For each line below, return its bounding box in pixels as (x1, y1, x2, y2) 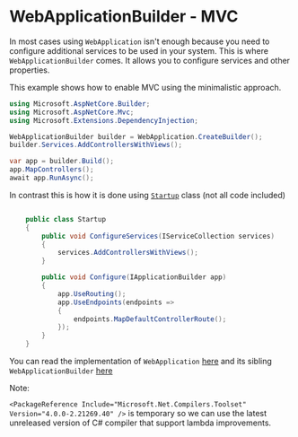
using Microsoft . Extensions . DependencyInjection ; (9, 116, 199, 125)
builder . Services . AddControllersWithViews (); (9, 141, 182, 150)
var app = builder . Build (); (9, 157, 115, 166)
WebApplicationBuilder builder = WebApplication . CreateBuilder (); (9, 132, 263, 141)
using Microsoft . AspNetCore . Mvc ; (9, 108, 135, 117)
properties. (9, 65, 50, 75)
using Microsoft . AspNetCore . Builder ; (9, 99, 151, 109)
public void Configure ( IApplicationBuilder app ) (41, 273, 227, 282)
